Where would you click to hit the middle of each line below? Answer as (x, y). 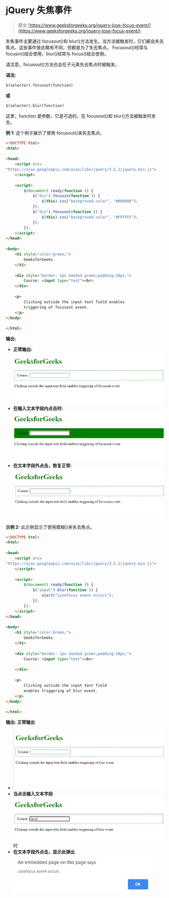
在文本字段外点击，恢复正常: (42, 465)
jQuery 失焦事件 (39, 10)
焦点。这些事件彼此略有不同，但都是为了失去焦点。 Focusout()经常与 (77, 47)
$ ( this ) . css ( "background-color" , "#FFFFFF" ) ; (90, 217)
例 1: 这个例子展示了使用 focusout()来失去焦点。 (55, 133)
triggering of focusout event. (56, 307)
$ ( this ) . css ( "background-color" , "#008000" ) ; (90, 202)
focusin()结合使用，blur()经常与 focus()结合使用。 (57, 54)
